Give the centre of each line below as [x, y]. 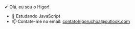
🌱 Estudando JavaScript [36, 16]
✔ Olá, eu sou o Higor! [27, 7]
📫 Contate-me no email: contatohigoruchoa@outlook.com [71, 21]
